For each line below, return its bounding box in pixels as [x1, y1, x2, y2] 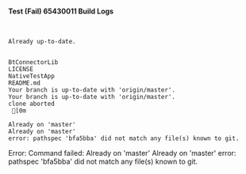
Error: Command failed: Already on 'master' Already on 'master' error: [8, 149, 236, 158]
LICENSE [8, 66, 34, 74]
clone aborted [8, 100, 56, 108]
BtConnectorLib [8, 59, 59, 66]
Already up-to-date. [8, 38, 77, 46]
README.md [8, 79, 41, 87]
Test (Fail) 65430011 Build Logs [8, 6, 113, 16]
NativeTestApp [8, 72, 56, 81]
